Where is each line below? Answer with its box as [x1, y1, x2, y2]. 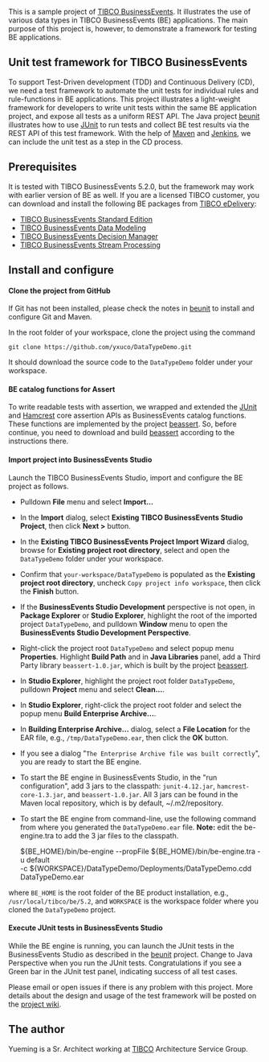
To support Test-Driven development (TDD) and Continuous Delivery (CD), [8, 76, 255, 87]
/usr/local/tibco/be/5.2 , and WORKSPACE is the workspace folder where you [8, 896, 259, 906]
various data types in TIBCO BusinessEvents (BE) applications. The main [8, 15, 248, 25]
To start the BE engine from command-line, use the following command [19, 813, 257, 823]
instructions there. [8, 436, 69, 446]
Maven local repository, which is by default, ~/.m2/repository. [19, 798, 224, 808]
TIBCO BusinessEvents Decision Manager [19, 231, 158, 241]
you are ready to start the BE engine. [19, 756, 142, 767]
